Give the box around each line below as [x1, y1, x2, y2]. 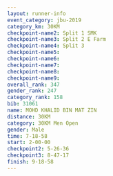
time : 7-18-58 [7, 132, 48, 139]
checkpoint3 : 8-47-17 [7, 152, 70, 159]
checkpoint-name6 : [7, 55, 60, 62]
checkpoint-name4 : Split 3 [7, 42, 85, 49]
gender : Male [7, 126, 45, 133]
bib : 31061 [7, 100, 39, 107]
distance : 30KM [7, 113, 51, 120]
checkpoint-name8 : [7, 68, 60, 75]
